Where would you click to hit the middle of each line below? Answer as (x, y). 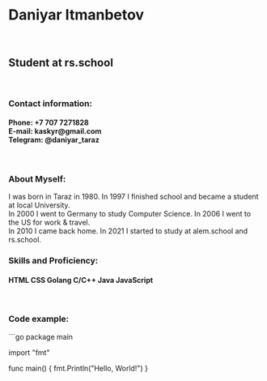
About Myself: (37, 178)
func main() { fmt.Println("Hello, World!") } (78, 368)
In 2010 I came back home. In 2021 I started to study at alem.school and (128, 231)
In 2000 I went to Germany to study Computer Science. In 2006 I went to (130, 214)
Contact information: (51, 103)
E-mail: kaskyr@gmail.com (55, 131)
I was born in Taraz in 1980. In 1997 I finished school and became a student (133, 197)
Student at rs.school (61, 63)
